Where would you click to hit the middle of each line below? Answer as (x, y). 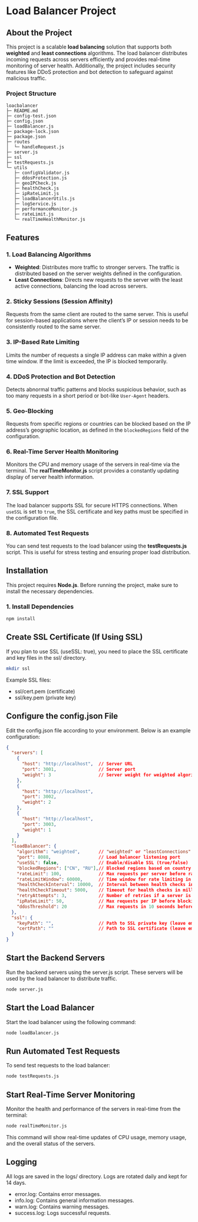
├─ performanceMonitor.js (46, 209)
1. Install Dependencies (40, 607)
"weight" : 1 (36, 830)
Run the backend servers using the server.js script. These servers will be (95, 972)
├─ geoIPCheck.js (35, 183)
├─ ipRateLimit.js (37, 194)
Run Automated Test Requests (63, 1051)
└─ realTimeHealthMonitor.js (49, 220)
